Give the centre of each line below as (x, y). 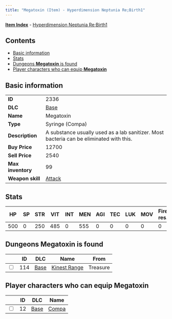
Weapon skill (24, 179)
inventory (20, 171)
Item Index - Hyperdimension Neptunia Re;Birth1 (56, 25)
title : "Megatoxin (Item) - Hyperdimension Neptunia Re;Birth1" (75, 10)
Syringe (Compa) (66, 124)
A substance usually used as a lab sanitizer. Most (104, 133)
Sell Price (20, 156)
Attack (53, 179)
